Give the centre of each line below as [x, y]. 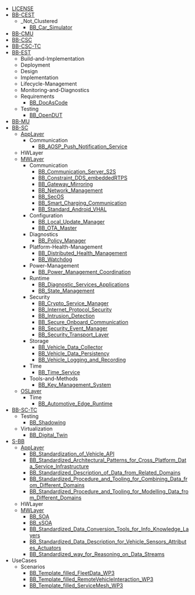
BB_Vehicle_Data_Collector [70, 347]
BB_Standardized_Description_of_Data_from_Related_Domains [105, 473]
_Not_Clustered [39, 21]
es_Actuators [45, 548]
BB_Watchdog [55, 259]
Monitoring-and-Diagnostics [55, 90]
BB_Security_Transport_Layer [73, 335]
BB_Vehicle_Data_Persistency [74, 353]
